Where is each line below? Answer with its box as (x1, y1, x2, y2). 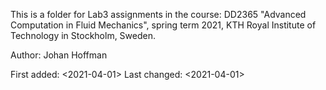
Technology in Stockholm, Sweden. (10, 30, 157, 41)
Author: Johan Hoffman (10, 49, 108, 61)
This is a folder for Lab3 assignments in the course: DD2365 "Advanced (10, 9, 307, 20)
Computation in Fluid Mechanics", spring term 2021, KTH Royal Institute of (10, 19, 317, 31)
